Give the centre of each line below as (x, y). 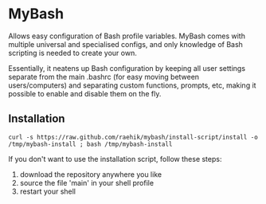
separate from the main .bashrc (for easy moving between (104, 76)
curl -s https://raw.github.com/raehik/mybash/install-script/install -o (133, 137)
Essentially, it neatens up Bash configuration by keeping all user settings (127, 68)
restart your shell (47, 191)
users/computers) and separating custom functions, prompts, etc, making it (132, 85)
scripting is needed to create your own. (72, 53)
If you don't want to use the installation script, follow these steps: (115, 159)
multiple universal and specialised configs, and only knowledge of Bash (125, 44)
